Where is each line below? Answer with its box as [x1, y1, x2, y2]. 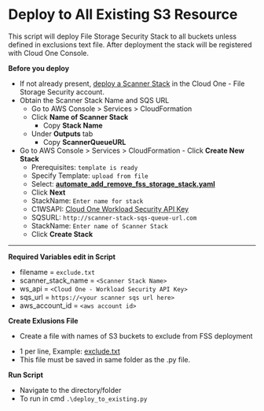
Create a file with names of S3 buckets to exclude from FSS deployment [19, 331, 253, 340]
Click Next [31, 187, 66, 197]
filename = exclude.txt [19, 267, 96, 276]
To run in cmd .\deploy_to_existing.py [19, 394, 148, 403]
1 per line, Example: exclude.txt [19, 346, 120, 356]
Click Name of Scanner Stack [31, 112, 129, 121]
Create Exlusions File [8, 316, 79, 325]
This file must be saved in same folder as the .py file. [19, 354, 191, 364]
